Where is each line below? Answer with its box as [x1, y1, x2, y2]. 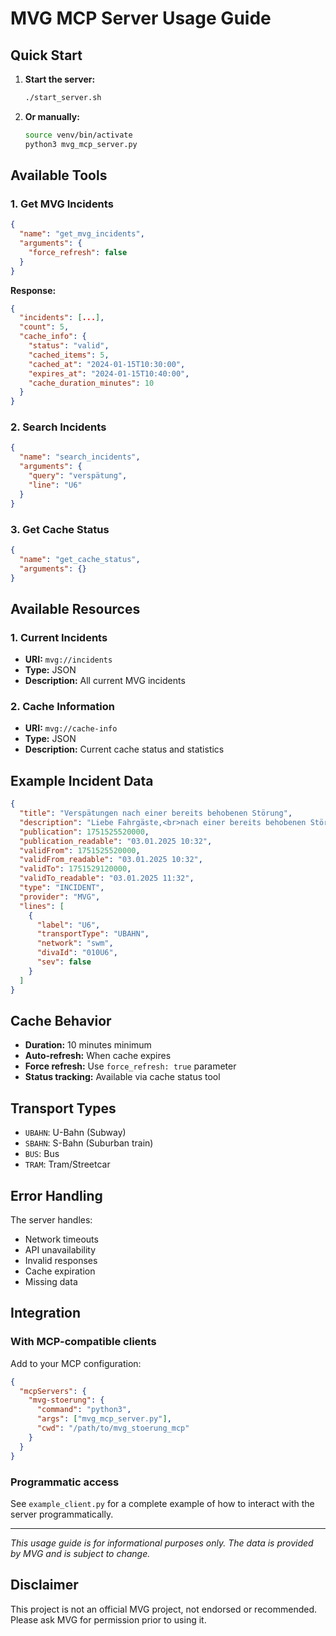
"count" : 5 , [19, 322, 70, 332]
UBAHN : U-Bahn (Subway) [24, 1127, 127, 1139]
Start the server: [24, 73, 96, 85]
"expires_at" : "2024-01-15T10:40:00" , [28, 368, 190, 379]
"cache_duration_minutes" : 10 [28, 378, 155, 388]
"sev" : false [36, 957, 92, 967]
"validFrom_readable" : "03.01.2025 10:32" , [19, 855, 203, 865]
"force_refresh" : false [28, 247, 128, 257]
